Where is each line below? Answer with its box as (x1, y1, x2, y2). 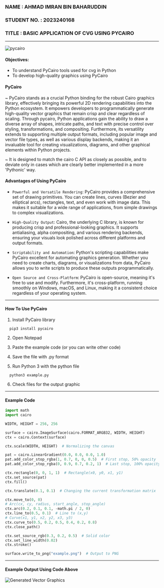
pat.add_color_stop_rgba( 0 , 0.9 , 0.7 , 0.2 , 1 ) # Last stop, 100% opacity (5, 462, 161, 467)
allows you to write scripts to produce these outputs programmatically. (12, 265, 154, 271)
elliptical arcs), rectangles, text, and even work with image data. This (12, 199, 150, 205)
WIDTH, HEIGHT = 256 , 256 (5, 421, 58, 426)
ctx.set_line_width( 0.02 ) (5, 538, 58, 543)
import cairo (5, 413, 32, 418)
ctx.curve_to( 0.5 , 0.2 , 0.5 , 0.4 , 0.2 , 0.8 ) (5, 520, 97, 525)
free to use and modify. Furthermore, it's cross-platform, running (12, 280, 143, 285)
